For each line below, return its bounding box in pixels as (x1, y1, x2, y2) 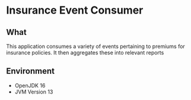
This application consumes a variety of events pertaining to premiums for (6, 43, 185, 50)
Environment (6, 66, 55, 76)
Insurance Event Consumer (6, 4, 144, 17)
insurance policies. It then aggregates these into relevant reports (6, 49, 164, 56)
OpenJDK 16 (14, 82, 46, 89)
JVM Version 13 (14, 88, 53, 95)
